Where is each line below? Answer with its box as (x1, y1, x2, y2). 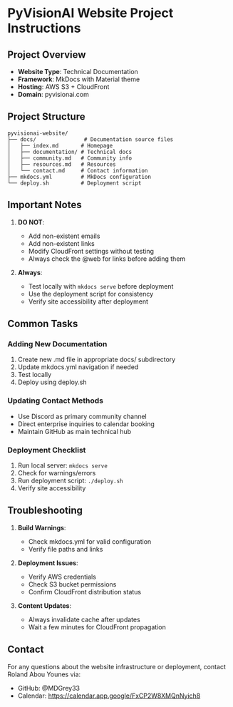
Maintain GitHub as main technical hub (17, 427, 132, 435)
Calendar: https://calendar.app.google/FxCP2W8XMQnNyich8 (17, 691, 201, 700)
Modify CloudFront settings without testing (28, 247, 155, 255)
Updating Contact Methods (7, 396, 104, 406)
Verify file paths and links (28, 545, 103, 553)
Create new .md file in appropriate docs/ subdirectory (17, 355, 176, 364)
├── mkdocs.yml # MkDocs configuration (7, 173, 152, 180)
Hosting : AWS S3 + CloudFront (17, 83, 110, 91)
